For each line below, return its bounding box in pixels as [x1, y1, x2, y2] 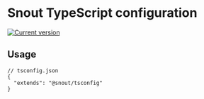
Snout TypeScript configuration [7, 5, 198, 21]
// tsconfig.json [7, 67, 59, 74]
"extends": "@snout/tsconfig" [13, 79, 103, 86]
